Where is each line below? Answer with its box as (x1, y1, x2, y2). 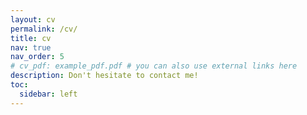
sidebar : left (19, 89, 78, 99)
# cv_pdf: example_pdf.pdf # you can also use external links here (10, 61, 298, 71)
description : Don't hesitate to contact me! (10, 71, 199, 81)
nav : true (10, 42, 52, 53)
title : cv (10, 33, 52, 43)
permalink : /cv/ (10, 24, 78, 34)
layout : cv (10, 14, 56, 25)
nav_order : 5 (10, 52, 65, 62)
